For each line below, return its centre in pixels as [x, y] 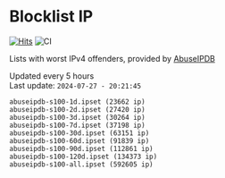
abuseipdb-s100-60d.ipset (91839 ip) [79, 140]
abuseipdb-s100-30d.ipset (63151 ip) [79, 133]
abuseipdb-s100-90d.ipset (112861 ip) [81, 148]
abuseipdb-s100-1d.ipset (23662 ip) [77, 102]
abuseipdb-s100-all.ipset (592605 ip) [81, 164]
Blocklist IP [51, 17]
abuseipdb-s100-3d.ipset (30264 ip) [77, 117]
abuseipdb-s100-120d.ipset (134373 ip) [83, 157]
